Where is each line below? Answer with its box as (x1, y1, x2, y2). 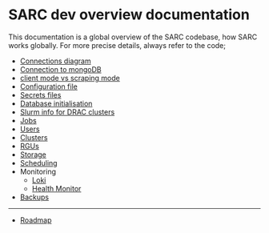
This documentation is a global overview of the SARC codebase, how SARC (8, 32, 258, 42)
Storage (19, 150, 46, 159)
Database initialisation (19, 98, 93, 108)
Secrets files (19, 90, 62, 99)
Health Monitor (31, 183, 82, 193)
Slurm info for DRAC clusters (19, 106, 115, 117)
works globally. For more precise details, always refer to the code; (8, 40, 227, 50)
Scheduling (19, 158, 58, 167)
